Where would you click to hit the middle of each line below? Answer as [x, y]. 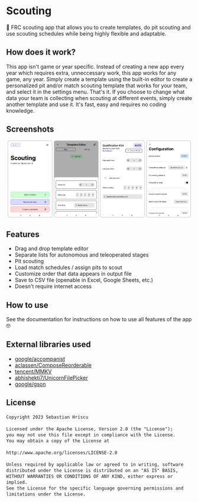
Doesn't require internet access [53, 286]
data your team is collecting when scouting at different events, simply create [99, 98]
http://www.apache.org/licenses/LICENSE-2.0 [62, 453]
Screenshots [30, 130]
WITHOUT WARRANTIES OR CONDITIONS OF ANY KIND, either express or [90, 476]
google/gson [30, 384]
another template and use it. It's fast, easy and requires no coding [86, 104]
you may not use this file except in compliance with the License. [91, 435]
